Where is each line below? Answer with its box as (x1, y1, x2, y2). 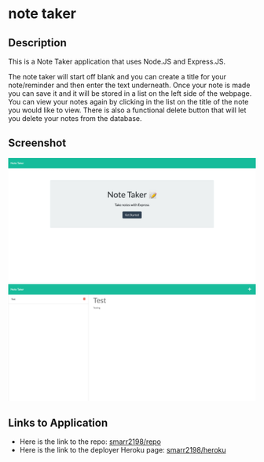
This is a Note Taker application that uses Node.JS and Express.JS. (8, 57, 226, 66)
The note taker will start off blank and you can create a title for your (8, 72, 226, 81)
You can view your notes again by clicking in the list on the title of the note (8, 97, 249, 106)
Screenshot (8, 137, 67, 150)
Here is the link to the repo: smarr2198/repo (19, 437, 161, 446)
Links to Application (8, 416, 108, 429)
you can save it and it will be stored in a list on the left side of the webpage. (8, 89, 252, 98)
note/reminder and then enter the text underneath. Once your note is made (8, 80, 251, 90)
